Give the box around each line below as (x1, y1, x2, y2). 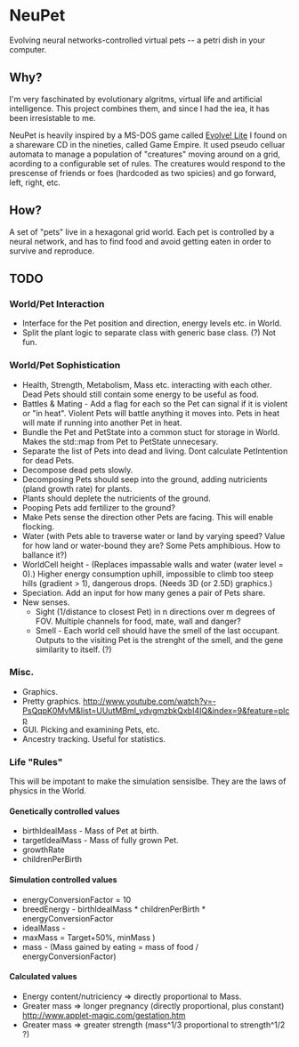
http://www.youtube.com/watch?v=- (83, 696, 216, 706)
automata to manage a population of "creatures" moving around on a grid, (9, 149, 280, 159)
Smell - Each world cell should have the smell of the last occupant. (35, 624, 280, 636)
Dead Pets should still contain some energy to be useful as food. (21, 389, 260, 399)
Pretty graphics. (21, 696, 82, 706)
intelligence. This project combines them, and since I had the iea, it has (9, 103, 270, 114)
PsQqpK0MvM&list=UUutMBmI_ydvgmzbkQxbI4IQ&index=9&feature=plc (21, 705, 290, 716)
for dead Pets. (21, 455, 75, 465)
